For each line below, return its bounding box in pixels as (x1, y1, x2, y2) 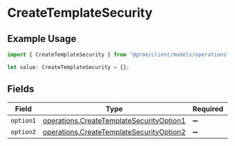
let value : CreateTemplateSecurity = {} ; (7, 64, 130, 71)
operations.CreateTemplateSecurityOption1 (43, 115, 186, 125)
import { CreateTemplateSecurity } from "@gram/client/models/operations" (7, 51, 230, 58)
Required (192, 103, 224, 113)
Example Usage (7, 33, 77, 45)
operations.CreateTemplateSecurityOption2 (43, 127, 186, 137)
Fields (7, 83, 35, 95)
